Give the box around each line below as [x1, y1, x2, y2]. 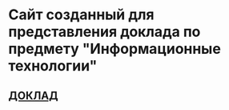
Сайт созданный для [8, 6, 155, 24]
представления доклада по [8, 22, 201, 41]
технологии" [8, 57, 98, 75]
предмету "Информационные [8, 40, 222, 58]
